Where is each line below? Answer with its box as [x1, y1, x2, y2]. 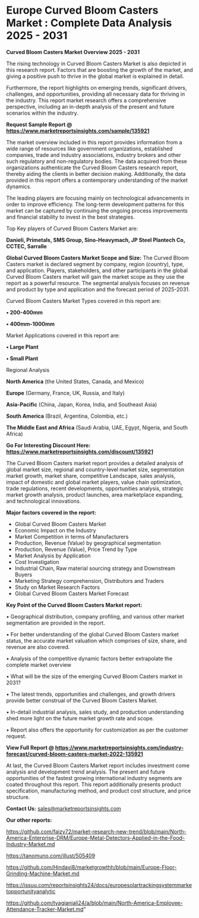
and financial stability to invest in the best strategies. [6, 213, 135, 220]
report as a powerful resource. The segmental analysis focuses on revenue [6, 279, 190, 286]
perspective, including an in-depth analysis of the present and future [6, 103, 175, 110]
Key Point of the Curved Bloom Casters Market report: [6, 601, 143, 608]
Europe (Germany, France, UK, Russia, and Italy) [6, 389, 125, 396]
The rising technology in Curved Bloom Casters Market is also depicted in [6, 60, 187, 67]
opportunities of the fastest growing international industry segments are [6, 774, 182, 781]
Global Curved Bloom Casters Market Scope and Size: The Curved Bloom [6, 254, 189, 261]
